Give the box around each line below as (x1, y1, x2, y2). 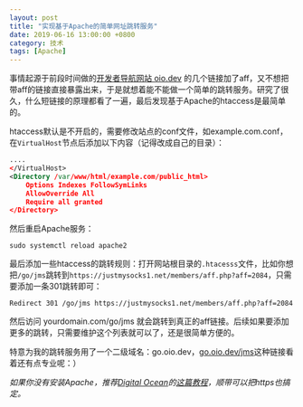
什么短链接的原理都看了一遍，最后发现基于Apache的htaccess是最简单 (24, 96, 287, 107)
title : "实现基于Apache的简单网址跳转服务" (9, 22, 158, 31)
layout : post (9, 13, 59, 23)
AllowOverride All (25, 189, 95, 198)
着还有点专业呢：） (9, 358, 81, 369)
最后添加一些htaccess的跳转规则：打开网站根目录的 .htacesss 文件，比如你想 (9, 259, 294, 270)
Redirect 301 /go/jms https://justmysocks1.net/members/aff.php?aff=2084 (9, 299, 294, 308)
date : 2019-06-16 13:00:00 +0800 (9, 30, 136, 39)
